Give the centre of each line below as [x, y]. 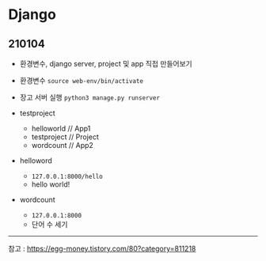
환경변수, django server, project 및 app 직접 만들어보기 [106, 64]
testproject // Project [65, 137]
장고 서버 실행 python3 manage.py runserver [90, 97]
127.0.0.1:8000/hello [67, 176]
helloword [36, 161]
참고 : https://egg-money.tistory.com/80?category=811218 [102, 248]
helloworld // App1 [61, 129]
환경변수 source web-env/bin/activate [82, 80]
